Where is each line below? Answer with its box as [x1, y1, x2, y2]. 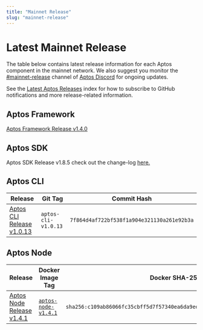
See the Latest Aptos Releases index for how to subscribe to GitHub [6, 85, 175, 93]
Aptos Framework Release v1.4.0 [6, 125, 88, 133]
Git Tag [42, 194, 63, 203]
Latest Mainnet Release [6, 41, 127, 54]
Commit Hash [111, 194, 152, 203]
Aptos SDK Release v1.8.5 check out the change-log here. [6, 159, 150, 167]
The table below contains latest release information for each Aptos [6, 61, 172, 68]
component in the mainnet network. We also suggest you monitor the [6, 67, 178, 74]
